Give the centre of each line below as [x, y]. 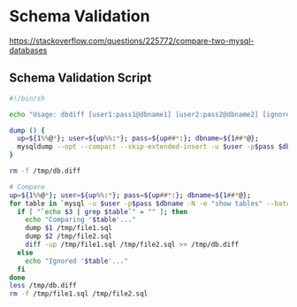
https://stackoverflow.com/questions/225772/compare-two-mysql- [132, 41]
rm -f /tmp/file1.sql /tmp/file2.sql [79, 294]
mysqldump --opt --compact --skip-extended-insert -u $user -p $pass [146, 147]
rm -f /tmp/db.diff [45, 171]
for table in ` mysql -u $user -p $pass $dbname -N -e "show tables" [136, 203]
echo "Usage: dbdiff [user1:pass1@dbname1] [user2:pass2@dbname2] [134, 114]
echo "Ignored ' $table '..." [76, 261]
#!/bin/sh [27, 98]
